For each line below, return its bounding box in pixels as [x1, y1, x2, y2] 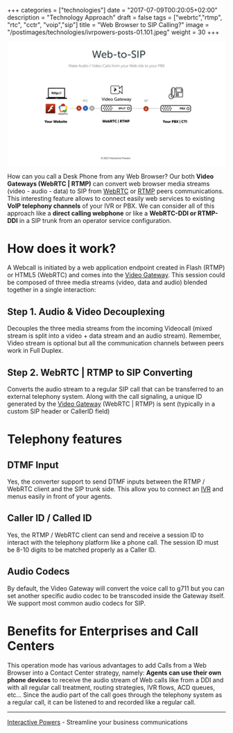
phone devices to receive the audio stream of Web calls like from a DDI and [7, 675, 224, 684]
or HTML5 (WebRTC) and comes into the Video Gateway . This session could [7, 271, 225, 279]
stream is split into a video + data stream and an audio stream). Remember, [7, 331, 222, 340]
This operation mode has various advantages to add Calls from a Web [7, 661, 207, 669]
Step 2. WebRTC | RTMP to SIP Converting [7, 366, 193, 378]
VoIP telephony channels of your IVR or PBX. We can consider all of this [7, 201, 215, 210]
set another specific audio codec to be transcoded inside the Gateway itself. [7, 591, 225, 600]
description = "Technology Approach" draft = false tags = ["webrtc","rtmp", [7, 13, 223, 22]
